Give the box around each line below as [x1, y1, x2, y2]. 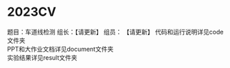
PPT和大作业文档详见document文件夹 [7, 45, 114, 53]
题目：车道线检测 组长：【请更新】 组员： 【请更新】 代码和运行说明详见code [7, 27, 224, 36]
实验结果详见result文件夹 [7, 53, 78, 62]
